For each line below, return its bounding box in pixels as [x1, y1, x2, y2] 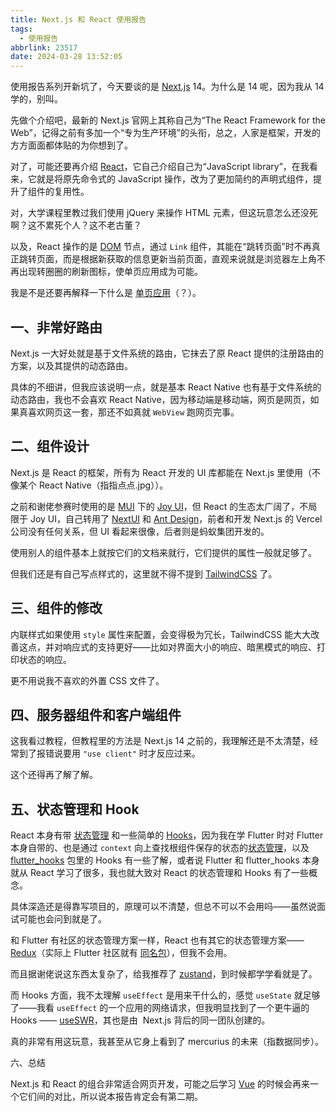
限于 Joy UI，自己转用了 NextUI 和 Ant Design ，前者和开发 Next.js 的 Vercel [10, 512, 323, 525]
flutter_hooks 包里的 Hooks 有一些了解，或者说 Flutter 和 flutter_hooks [10, 854, 300, 866]
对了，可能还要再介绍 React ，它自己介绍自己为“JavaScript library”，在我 [10, 161, 310, 173]
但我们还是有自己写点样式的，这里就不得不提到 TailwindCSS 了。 [10, 567, 278, 580]
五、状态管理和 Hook [10, 801, 140, 818]
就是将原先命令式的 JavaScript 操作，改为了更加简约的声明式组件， [36, 173, 314, 185]
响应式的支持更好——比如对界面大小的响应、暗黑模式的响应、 [62, 641, 317, 653]
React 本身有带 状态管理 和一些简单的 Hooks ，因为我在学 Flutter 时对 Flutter [10, 829, 324, 841]
